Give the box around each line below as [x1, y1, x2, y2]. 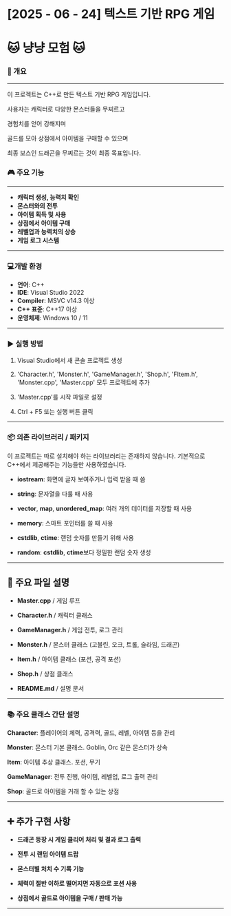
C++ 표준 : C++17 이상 [16, 305, 78, 313]
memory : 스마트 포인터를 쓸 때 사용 [16, 519, 113, 527]
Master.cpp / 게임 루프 [16, 596, 80, 605]
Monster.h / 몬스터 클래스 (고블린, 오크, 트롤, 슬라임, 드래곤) [16, 640, 180, 648]
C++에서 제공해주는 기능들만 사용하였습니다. [7, 460, 126, 468]
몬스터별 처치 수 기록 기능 [16, 864, 85, 873]
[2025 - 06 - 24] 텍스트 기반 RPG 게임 [7, 6, 215, 22]
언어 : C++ [16, 280, 45, 289]
